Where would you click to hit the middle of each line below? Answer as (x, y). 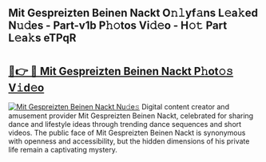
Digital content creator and (185, 107)
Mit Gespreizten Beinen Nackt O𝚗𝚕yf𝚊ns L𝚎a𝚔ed (133, 13)
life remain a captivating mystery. (63, 150)
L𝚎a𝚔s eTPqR (42, 38)
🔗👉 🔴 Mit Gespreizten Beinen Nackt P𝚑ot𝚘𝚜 (121, 71)
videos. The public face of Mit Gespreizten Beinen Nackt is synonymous (127, 132)
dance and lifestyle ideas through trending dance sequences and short (125, 124)
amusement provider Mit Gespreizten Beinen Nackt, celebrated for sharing (131, 116)
